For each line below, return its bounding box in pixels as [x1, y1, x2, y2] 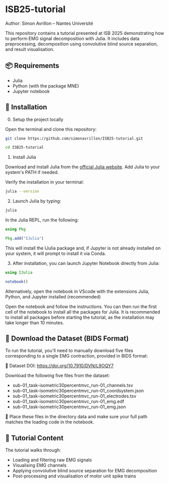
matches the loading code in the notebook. [5, 419, 94, 425]
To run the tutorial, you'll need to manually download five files [5, 347, 134, 354]
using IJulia [5, 270, 33, 275]
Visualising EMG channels [12, 462, 67, 468]
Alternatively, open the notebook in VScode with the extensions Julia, [5, 288, 150, 294]
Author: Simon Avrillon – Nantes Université [5, 20, 93, 26]
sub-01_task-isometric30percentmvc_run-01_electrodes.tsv [12, 393, 137, 399]
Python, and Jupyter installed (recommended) [5, 293, 101, 299]
